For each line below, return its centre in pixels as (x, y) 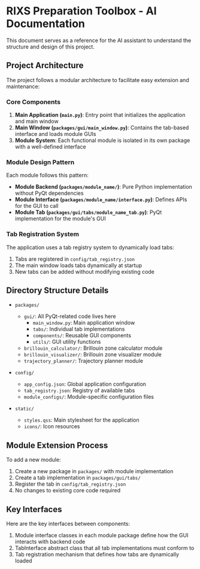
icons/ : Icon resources (52, 426)
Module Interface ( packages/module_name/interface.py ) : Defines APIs (101, 199)
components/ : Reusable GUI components (82, 335)
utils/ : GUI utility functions (67, 342)
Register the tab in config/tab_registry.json (70, 484)
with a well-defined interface (50, 147)
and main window (37, 122)
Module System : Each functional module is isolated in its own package (102, 140)
